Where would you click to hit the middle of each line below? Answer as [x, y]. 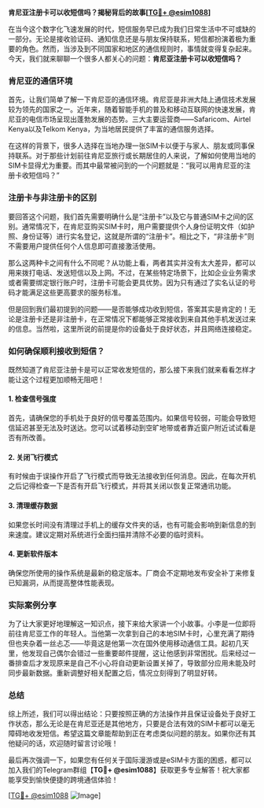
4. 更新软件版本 [33, 554]
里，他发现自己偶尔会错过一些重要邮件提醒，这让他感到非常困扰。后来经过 [128, 653]
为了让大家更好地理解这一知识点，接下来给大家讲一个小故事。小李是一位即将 [132, 624]
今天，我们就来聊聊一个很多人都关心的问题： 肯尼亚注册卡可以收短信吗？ [125, 59]
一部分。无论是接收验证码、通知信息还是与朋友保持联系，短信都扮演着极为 [128, 39]
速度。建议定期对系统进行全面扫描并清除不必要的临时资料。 [111, 534]
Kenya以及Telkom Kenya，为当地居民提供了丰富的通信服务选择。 [113, 129]
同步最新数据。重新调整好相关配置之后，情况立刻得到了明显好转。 [115, 673]
